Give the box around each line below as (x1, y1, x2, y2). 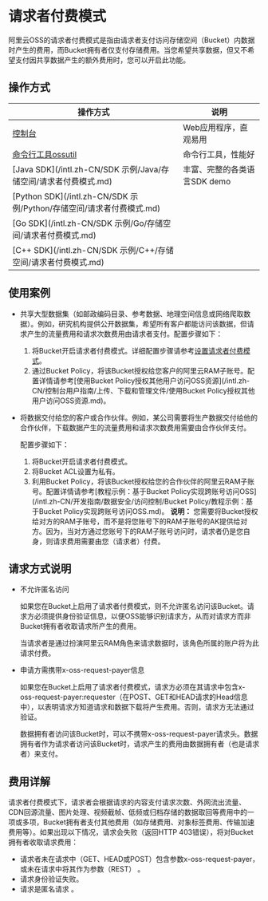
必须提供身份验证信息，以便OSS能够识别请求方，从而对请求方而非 (33, 611, 251, 621)
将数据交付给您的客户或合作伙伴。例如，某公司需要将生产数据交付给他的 (19, 413, 258, 422)
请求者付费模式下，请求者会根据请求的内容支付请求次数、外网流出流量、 (8, 797, 246, 807)
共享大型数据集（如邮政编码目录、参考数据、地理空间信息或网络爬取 (19, 309, 244, 318)
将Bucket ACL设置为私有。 (31, 466, 120, 476)
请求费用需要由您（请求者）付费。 (53, 536, 165, 546)
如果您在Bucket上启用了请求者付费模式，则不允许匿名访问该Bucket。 (19, 602, 247, 611)
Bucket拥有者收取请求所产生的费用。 (19, 622, 141, 631)
